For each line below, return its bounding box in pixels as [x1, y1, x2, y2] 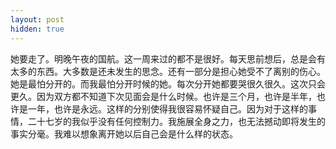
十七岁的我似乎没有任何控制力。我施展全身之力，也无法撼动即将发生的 [36, 115, 326, 127]
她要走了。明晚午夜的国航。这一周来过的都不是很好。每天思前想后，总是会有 [10, 52, 326, 65]
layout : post [10, 14, 65, 25]
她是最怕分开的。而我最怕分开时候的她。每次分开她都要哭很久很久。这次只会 [10, 77, 326, 90]
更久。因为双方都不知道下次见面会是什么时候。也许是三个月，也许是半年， [10, 90, 317, 102]
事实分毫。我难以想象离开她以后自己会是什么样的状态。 [10, 127, 238, 140]
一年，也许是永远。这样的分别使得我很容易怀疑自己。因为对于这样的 [27, 102, 308, 115]
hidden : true [10, 24, 65, 34]
